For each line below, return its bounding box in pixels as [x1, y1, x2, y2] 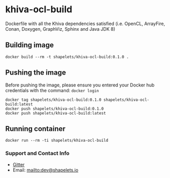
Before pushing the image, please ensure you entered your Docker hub [5, 82, 155, 88]
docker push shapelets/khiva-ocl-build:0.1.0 [5, 106, 104, 111]
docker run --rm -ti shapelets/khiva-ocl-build [5, 138, 109, 143]
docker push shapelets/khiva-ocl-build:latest [5, 110, 106, 116]
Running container [5, 124, 66, 133]
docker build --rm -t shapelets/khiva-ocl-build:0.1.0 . [5, 54, 129, 59]
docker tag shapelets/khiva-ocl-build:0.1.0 [5, 97, 102, 102]
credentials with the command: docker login [5, 87, 99, 93]
